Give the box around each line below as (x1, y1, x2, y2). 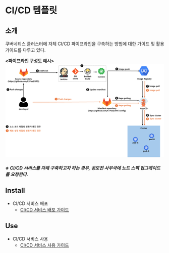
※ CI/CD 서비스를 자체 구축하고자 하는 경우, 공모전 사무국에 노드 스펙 (5, 165, 139, 171)
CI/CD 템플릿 (5, 5, 58, 16)
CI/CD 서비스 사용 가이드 (20, 242, 69, 248)
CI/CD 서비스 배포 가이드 (20, 206, 69, 213)
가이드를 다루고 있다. (5, 47, 46, 53)
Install (5, 186, 25, 195)
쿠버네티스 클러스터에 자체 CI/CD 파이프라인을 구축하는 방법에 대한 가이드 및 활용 (5, 41, 164, 47)
